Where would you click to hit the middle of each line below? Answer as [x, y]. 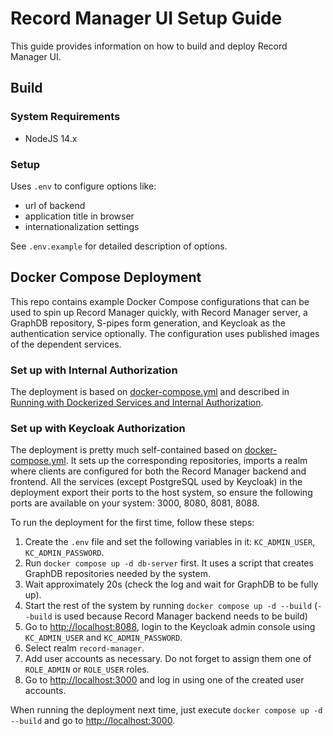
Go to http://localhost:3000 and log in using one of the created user [164, 680]
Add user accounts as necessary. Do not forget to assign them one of [168, 659]
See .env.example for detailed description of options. [119, 246]
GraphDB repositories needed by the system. [117, 574]
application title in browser [79, 216]
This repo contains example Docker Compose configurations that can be [160, 301]
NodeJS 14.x [51, 138]
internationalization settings [82, 226]
